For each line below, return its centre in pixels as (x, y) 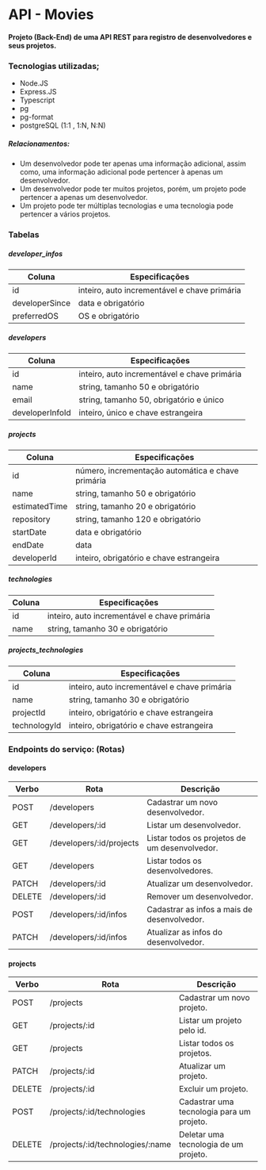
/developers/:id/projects (94, 842)
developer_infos (36, 253)
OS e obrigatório (109, 316)
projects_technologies (46, 650)
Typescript (37, 100)
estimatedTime (40, 506)
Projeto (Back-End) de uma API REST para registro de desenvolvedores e (130, 36)
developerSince (42, 303)
